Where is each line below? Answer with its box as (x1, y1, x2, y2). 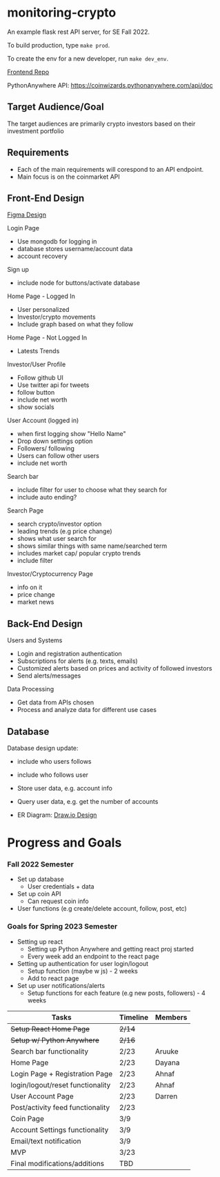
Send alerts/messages (17, 671, 81, 680)
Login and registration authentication (17, 650, 122, 658)
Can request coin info (27, 897, 89, 905)
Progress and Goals (7, 835, 122, 851)
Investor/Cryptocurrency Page (7, 570, 93, 578)
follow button (17, 388, 55, 397)
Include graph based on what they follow (17, 320, 134, 328)
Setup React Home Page (10, 1024, 90, 1033)
